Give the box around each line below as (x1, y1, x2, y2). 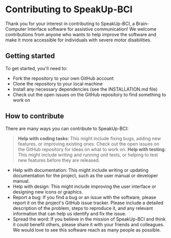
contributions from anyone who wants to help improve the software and (5, 31, 156, 37)
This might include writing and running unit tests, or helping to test (17, 152, 158, 158)
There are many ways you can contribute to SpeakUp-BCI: (5, 125, 129, 132)
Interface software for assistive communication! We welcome (27, 26, 157, 32)
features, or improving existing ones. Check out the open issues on (17, 141, 160, 147)
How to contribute (5, 112, 65, 121)
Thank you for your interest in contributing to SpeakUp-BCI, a (5, 20, 135, 27)
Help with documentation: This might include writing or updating (12, 167, 148, 173)
